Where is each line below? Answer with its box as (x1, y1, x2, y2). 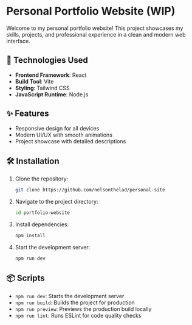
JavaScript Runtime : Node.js (15, 90, 89, 98)
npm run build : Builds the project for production (15, 299, 135, 306)
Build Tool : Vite (15, 77, 54, 85)
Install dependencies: (15, 221, 69, 228)
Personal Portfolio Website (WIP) (6, 4, 176, 18)
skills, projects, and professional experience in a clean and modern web (6, 30, 186, 38)
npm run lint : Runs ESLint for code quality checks (15, 312, 142, 319)
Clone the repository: (15, 175, 69, 182)
